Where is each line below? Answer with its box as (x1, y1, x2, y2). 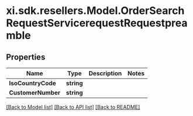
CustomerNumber (9, 89, 61, 97)
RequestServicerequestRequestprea (6, 16, 188, 30)
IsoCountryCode (9, 79, 57, 87)
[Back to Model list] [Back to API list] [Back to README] (6, 104, 140, 110)
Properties (6, 52, 46, 62)
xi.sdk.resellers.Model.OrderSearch (6, 4, 185, 17)
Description (88, 69, 122, 77)
